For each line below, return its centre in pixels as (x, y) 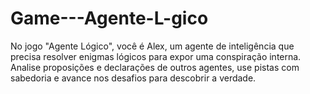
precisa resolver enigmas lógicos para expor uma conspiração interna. (156, 56)
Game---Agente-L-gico (109, 18)
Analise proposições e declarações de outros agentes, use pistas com (155, 67)
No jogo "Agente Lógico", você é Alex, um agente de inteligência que (152, 46)
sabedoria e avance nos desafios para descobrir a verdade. (133, 78)
